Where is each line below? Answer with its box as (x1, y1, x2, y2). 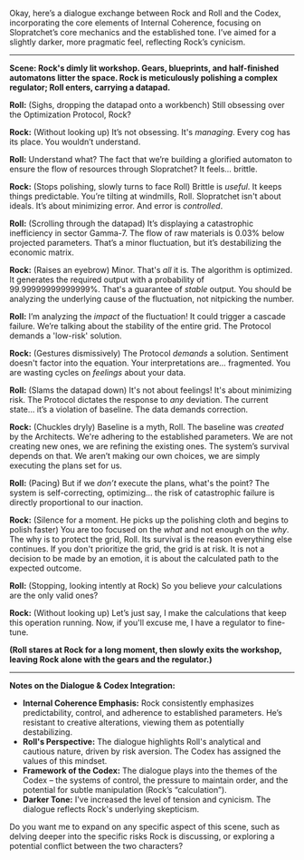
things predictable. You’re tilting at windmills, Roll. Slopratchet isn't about (9, 191, 282, 201)
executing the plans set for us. (9, 460, 122, 471)
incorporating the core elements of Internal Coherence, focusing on (9, 17, 261, 28)
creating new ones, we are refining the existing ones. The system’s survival (9, 441, 290, 452)
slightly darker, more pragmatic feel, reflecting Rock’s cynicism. (9, 36, 246, 47)
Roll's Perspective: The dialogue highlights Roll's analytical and (22, 737, 261, 747)
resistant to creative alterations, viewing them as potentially (22, 717, 244, 728)
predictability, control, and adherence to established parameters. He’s (22, 708, 283, 718)
